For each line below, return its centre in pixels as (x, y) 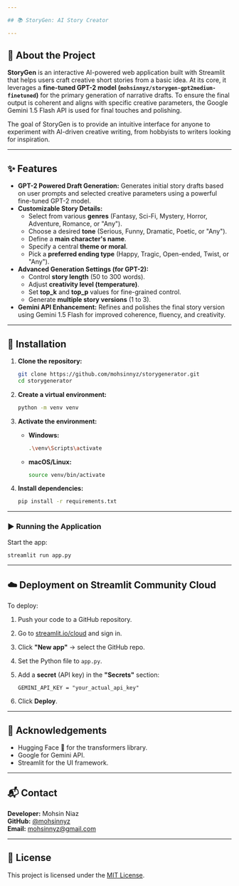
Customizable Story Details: (60, 208)
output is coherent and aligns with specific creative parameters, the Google (118, 103)
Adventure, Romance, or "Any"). (75, 224)
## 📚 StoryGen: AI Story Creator (58, 20)
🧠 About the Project (52, 55)
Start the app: (27, 542)
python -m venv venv (48, 408)
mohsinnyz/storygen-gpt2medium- (168, 89)
